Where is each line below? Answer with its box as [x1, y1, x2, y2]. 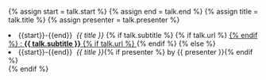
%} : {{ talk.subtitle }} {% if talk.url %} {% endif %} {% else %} [8, 39, 216, 48]
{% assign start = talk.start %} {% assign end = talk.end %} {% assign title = [8, 7, 259, 16]
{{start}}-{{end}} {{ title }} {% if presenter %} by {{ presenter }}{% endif [18, 48, 253, 56]
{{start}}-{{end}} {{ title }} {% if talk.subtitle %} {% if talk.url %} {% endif [18, 31, 258, 40]
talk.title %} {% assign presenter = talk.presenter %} [8, 15, 180, 25]
